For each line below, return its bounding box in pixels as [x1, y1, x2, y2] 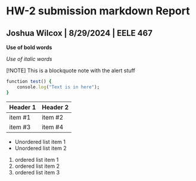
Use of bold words [6, 44, 52, 51]
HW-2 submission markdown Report [6, 4, 190, 18]
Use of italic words [6, 56, 52, 62]
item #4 [41, 122, 64, 131]
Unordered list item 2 [14, 145, 67, 152]
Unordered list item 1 [14, 138, 66, 145]
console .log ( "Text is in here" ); [17, 84, 100, 90]
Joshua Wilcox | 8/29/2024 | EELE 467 [6, 28, 153, 38]
